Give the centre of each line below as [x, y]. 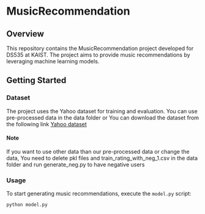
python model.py [27, 205]
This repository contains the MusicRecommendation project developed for [100, 48]
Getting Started [36, 80]
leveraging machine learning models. [53, 61]
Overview [25, 34]
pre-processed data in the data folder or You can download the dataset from [103, 118]
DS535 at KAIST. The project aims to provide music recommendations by [99, 55]
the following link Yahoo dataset [47, 124]
